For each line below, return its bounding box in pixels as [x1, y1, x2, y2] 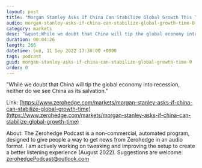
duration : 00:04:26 [6, 37, 55, 43]
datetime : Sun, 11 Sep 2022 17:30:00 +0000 [6, 48, 117, 54]
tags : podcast [6, 53, 42, 59]
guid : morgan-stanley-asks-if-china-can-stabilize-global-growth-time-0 [6, 59, 192, 65]
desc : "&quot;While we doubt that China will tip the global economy [6, 31, 185, 37]
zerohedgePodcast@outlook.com [6, 155, 90, 163]
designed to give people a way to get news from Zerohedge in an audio [6, 136, 183, 143]
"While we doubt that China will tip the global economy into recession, [6, 81, 180, 88]
